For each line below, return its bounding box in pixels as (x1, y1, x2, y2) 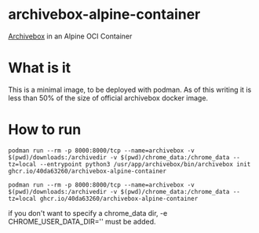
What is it (8, 59, 71, 77)
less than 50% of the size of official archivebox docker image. (8, 93, 209, 103)
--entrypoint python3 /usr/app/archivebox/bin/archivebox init (39, 160, 251, 168)
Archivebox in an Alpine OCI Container (8, 31, 133, 41)
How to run (8, 121, 82, 139)
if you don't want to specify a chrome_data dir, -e (8, 208, 168, 217)
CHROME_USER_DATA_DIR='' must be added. (8, 217, 156, 226)
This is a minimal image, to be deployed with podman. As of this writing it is (8, 85, 252, 94)
